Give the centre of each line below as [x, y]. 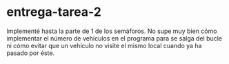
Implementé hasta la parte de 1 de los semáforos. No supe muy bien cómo [112, 31]
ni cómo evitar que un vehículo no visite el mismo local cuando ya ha [104, 45]
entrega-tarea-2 [54, 12]
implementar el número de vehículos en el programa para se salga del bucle [114, 38]
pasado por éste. [31, 53]
